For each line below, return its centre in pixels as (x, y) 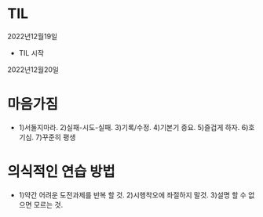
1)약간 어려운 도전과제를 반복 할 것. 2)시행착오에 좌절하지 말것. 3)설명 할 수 (132, 195)
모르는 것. (48, 204)
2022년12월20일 (33, 69)
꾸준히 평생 (59, 137)
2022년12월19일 (33, 36)
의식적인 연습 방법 (61, 172)
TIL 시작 (31, 52)
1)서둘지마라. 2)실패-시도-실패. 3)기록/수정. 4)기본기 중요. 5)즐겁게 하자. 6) (133, 127)
